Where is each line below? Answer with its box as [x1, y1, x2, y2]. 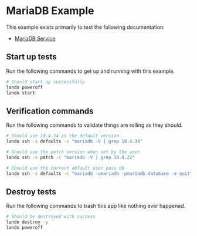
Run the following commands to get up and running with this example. [6, 68, 175, 75]
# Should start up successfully [6, 79, 85, 85]
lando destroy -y [6, 219, 49, 225]
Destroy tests [6, 187, 57, 197]
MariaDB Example [6, 4, 95, 18]
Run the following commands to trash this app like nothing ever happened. [6, 203, 186, 210]
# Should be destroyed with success [6, 214, 96, 220]
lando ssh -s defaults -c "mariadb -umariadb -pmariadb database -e [6, 170, 177, 177]
